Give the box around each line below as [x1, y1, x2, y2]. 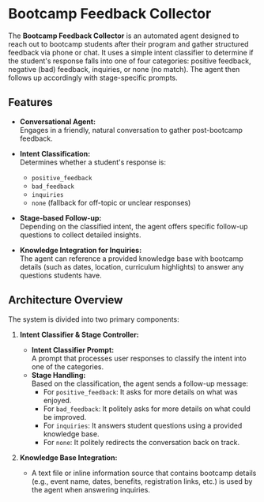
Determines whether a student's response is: [19, 157, 166, 167]
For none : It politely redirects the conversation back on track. [43, 437, 240, 447]
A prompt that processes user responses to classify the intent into [31, 353, 247, 363]
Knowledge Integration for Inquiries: [19, 245, 142, 255]
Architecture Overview [8, 293, 123, 307]
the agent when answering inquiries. [31, 485, 150, 494]
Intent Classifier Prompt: [31, 345, 115, 354]
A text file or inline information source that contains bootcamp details [31, 468, 257, 477]
